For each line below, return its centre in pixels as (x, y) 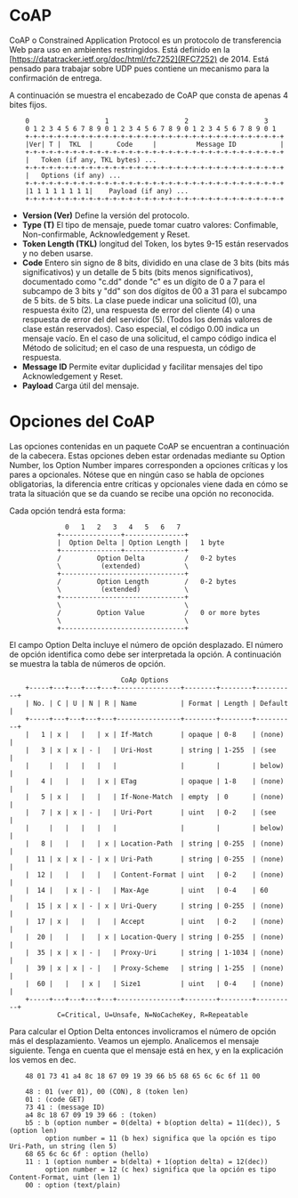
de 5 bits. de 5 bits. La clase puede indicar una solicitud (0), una (140, 300)
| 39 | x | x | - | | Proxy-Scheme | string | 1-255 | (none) (155, 968)
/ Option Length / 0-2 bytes (147, 581)
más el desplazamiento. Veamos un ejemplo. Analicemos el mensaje (134, 1040)
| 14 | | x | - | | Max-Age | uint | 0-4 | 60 (147, 890)
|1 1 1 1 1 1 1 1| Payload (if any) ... (107, 191)
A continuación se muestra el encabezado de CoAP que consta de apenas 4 (149, 95)
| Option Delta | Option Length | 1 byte (141, 542)
